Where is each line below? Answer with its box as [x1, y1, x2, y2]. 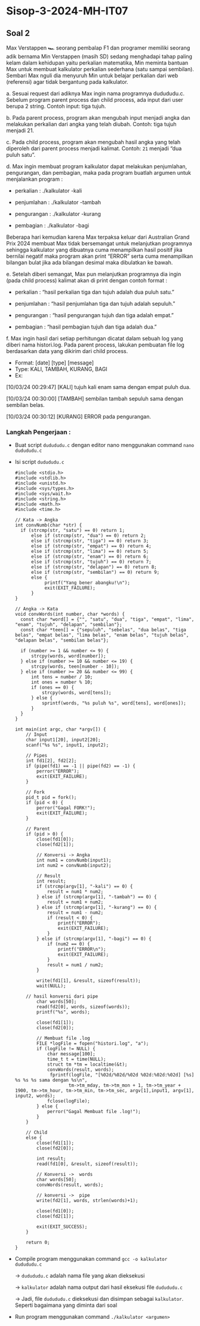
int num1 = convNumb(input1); [36, 857, 112, 863]
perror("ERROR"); [36, 768, 79, 774]
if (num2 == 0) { [47, 941, 91, 947]
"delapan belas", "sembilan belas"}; [14, 637, 109, 644]
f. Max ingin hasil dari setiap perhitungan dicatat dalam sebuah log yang [6, 335, 183, 342]
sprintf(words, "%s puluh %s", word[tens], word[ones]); [41, 700, 186, 707]
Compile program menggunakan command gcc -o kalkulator [14, 1255, 168, 1263]
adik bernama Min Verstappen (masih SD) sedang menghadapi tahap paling [6, 53, 193, 60]
